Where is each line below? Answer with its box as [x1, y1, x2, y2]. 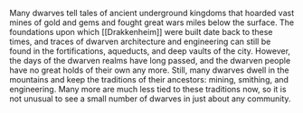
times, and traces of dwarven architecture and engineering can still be [9, 36, 271, 47]
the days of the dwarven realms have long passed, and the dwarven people [9, 56, 291, 65]
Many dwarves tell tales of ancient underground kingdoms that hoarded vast [9, 8, 295, 18]
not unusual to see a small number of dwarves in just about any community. [9, 93, 291, 104]
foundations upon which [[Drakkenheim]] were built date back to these [9, 27, 273, 37]
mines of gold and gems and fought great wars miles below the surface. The [9, 17, 295, 28]
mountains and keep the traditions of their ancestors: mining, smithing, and [9, 74, 289, 84]
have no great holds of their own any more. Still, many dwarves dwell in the [9, 65, 289, 75]
